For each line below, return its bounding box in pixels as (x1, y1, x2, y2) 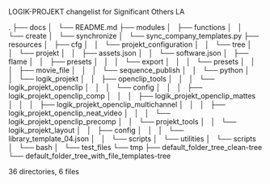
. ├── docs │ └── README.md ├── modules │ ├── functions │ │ (8, 23, 243, 31)
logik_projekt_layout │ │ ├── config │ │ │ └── (8, 125, 184, 135)
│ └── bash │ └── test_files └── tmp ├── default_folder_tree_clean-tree (8, 143, 263, 152)
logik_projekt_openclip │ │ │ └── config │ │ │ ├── (8, 82, 203, 92)
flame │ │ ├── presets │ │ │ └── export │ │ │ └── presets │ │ (8, 56, 256, 66)
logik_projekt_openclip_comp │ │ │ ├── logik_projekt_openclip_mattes (8, 91, 256, 100)
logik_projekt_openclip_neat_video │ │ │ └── (8, 108, 171, 118)
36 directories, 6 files (8, 167, 79, 176)
